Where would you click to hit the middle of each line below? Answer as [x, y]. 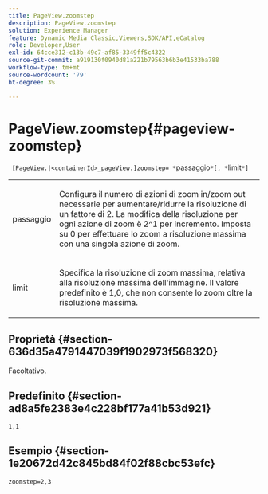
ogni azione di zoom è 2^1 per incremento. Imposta [155, 224]
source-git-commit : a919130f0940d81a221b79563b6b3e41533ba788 [114, 61]
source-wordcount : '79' [48, 75]
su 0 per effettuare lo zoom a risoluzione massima [152, 234]
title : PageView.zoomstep [51, 16]
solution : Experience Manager [59, 30]
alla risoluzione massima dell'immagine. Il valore [149, 283]
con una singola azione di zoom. [119, 244]
